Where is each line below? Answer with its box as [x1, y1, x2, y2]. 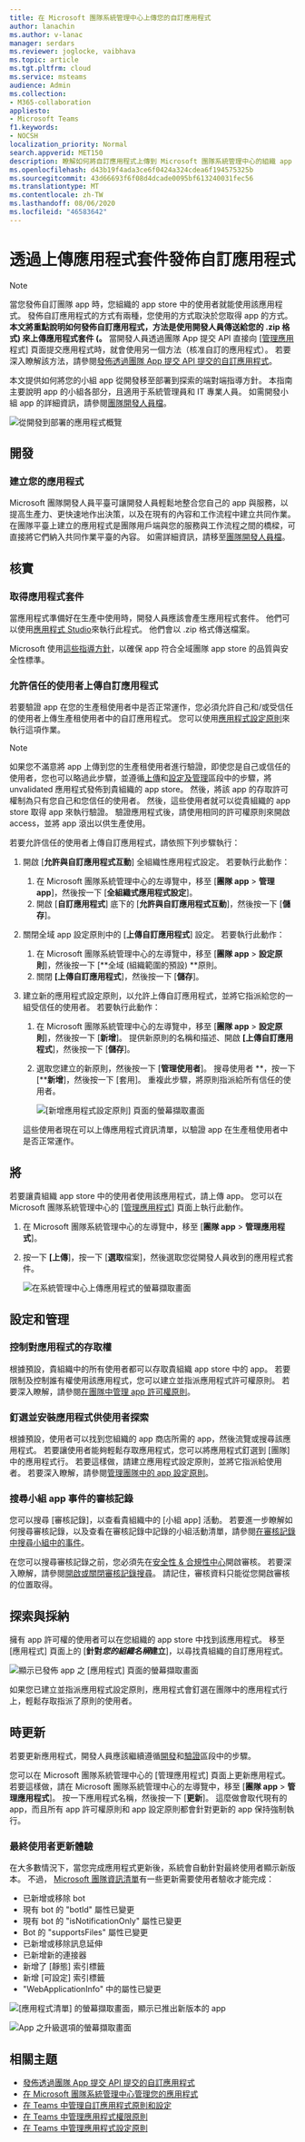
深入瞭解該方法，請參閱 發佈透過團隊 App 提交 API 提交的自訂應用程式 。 [9, 355, 277, 366]
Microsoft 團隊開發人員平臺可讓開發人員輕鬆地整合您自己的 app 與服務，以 [9, 497, 289, 508]
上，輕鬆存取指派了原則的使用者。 [9, 1695, 137, 1706]
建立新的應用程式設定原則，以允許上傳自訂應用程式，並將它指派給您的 [22, 990, 286, 1001]
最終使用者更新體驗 [9, 1840, 93, 1852]
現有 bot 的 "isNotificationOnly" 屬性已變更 [22, 1916, 182, 1927]
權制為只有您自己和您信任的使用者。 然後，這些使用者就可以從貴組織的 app [9, 795, 290, 806]
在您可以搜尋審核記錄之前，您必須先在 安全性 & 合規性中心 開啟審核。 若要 [9, 1557, 284, 1567]
